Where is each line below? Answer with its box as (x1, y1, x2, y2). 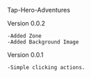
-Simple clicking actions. (7, 64, 85, 71)
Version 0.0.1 (7, 51, 44, 59)
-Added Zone (7, 32, 42, 39)
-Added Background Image (7, 39, 79, 46)
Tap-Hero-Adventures (7, 6, 71, 14)
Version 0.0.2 (7, 19, 45, 27)
